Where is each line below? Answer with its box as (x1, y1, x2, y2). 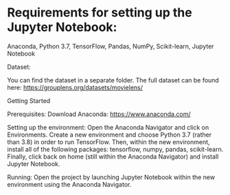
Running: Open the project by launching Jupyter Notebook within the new (7, 173, 215, 181)
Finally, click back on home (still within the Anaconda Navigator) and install (7, 152, 219, 161)
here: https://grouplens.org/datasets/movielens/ (7, 83, 143, 91)
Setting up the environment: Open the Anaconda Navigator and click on (7, 123, 209, 131)
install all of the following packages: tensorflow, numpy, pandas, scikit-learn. (7, 145, 224, 153)
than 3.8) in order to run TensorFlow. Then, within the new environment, (7, 137, 211, 146)
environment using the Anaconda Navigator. (7, 180, 132, 188)
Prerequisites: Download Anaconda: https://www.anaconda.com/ (7, 110, 191, 118)
